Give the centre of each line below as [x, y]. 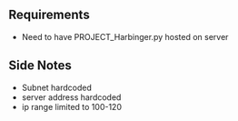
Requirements [49, 15]
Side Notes [40, 66]
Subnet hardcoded [57, 87]
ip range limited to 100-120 [71, 106]
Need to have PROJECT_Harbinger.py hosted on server [125, 36]
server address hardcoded [71, 97]
